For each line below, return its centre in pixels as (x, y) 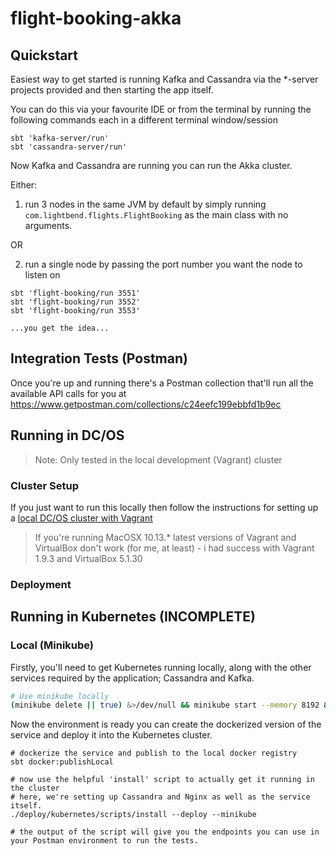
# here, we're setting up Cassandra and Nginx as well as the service (160, 797)
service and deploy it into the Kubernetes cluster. (111, 735)
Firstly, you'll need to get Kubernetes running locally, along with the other (161, 667)
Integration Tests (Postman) (99, 358)
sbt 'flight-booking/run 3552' (75, 302)
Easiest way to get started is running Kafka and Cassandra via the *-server (164, 79)
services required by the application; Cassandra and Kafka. (132, 678)
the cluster (35, 788)
